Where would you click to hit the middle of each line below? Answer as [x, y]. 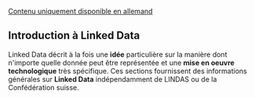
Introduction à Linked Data [74, 35]
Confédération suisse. [44, 87]
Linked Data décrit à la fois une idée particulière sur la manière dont [118, 54]
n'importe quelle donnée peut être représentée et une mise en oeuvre [122, 62]
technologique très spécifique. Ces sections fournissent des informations [127, 71]
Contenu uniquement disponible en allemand [80, 11]
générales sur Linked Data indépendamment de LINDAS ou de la [113, 79]
